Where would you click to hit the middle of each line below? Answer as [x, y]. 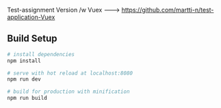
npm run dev [24, 79]
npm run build [27, 98]
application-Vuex [31, 17]
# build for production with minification [68, 92]
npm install [24, 61]
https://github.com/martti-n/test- [168, 10]
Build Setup [32, 39]
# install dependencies [41, 54]
